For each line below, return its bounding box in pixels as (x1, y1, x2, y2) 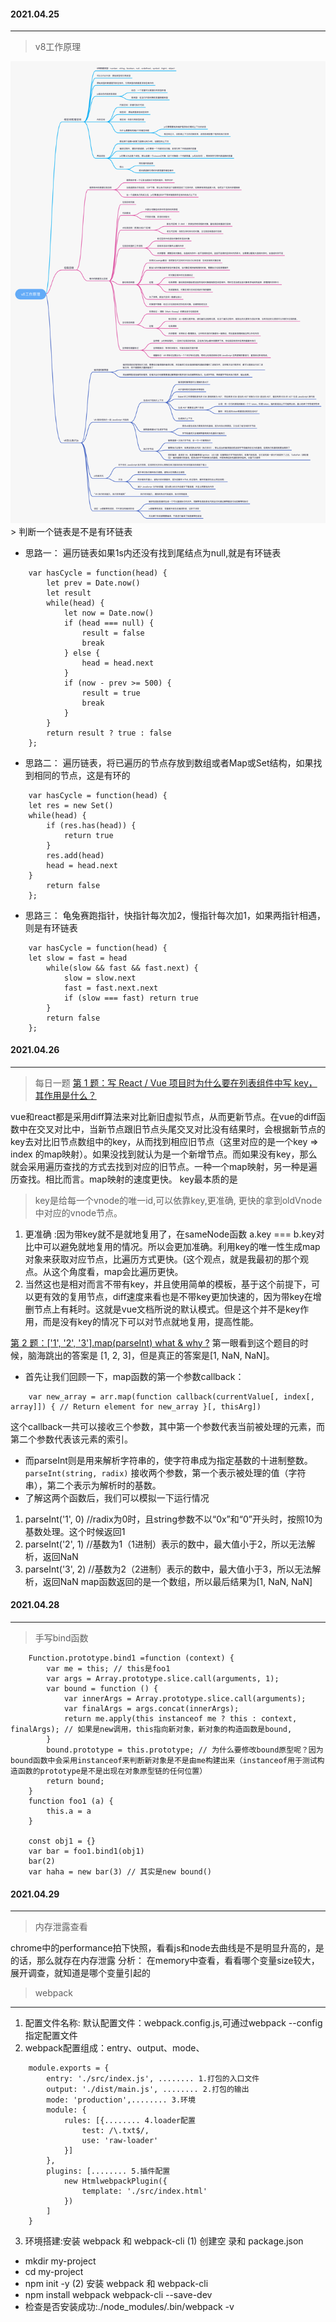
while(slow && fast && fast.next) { (46, 963, 199, 973)
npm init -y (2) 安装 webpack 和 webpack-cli (24, 2278, 209, 2290)
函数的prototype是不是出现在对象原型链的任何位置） (17, 1766, 208, 1776)
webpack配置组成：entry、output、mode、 (24, 2042, 205, 2054)
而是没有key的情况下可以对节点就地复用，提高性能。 (42, 1315, 259, 1327)
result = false (81, 628, 145, 638)
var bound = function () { (46, 1683, 159, 1694)
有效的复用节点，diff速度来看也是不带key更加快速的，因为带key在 (42, 1290, 313, 1302)
